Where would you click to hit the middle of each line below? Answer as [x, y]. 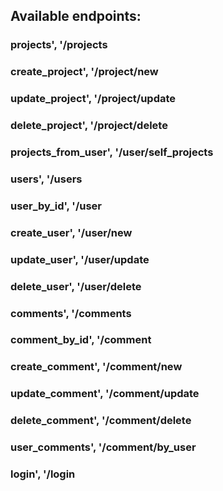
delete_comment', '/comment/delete [101, 421]
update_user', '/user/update [80, 259]
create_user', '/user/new [71, 232]
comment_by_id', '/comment [81, 340]
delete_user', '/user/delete [76, 286]
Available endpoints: [76, 16]
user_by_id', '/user [56, 206]
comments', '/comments [71, 313]
